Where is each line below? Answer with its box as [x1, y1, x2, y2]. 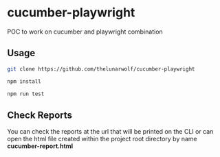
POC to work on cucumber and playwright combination [7, 27, 163, 36]
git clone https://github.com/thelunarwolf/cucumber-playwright [7, 65, 195, 73]
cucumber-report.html [7, 142, 74, 150]
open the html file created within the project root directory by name [7, 135, 197, 143]
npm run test [7, 90, 45, 97]
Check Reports [7, 109, 73, 121]
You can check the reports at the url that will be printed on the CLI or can [7, 128, 214, 136]
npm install [7, 77, 41, 85]
